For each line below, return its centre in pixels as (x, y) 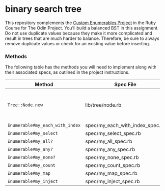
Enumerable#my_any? (30, 149)
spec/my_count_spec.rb (113, 165)
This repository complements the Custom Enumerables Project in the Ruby (81, 23)
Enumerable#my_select (33, 133)
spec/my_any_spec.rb (110, 150)
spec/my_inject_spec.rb (112, 182)
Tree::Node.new (25, 105)
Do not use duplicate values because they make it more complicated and (79, 33)
